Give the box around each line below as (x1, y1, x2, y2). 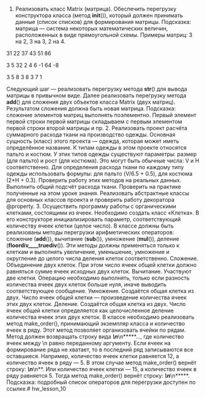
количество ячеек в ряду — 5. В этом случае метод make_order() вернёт (6, 359, 197, 366)
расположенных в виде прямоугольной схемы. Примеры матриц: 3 (15, 31, 193, 39)
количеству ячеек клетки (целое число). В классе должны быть (6, 222, 174, 229)
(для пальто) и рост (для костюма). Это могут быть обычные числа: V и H (6, 157, 199, 164)
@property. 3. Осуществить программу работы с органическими (6, 202, 176, 210)
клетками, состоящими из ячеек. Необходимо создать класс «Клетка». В (6, 209, 199, 216)
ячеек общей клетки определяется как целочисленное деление (6, 307, 174, 314)
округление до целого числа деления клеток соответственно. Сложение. (6, 254, 199, 262)
